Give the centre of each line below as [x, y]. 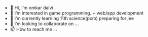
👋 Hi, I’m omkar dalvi [31, 8]
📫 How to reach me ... [33, 29]
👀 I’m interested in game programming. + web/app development [77, 13]
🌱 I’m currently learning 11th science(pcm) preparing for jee [72, 18]
